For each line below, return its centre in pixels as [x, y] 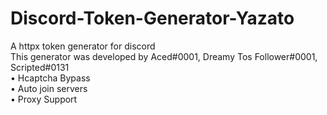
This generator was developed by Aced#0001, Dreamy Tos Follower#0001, [164, 56]
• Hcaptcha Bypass [50, 78]
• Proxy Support [44, 99]
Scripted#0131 [40, 67]
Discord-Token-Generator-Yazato [152, 18]
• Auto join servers [49, 88]
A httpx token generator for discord [83, 46]
